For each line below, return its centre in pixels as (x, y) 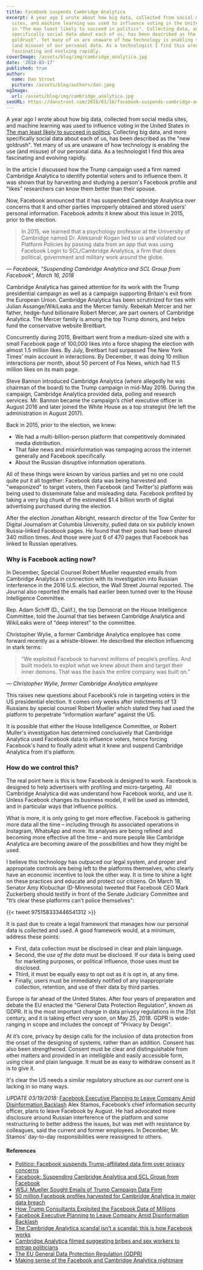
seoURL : (16, 102)
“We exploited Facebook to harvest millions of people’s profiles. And (106, 659)
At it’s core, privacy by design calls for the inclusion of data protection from (100, 1036)
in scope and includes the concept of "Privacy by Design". (99, 1024)
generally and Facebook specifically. (61, 456)
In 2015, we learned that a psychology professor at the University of (105, 231)
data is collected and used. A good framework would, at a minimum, (91, 930)
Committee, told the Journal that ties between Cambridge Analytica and (96, 616)
